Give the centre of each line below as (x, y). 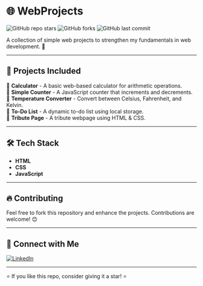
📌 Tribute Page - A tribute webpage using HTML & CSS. (76, 118)
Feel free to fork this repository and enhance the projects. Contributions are (100, 213)
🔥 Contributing (35, 198)
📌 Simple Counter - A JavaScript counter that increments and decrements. (100, 92)
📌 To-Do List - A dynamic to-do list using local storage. (75, 111)
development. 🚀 (26, 46)
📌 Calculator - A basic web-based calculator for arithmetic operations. (94, 85)
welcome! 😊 (22, 219)
